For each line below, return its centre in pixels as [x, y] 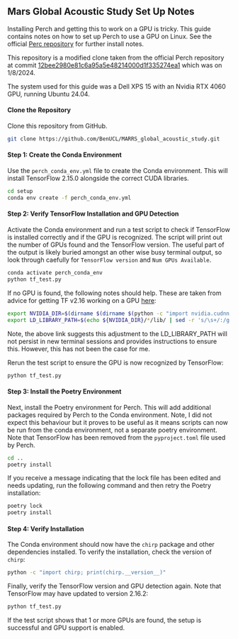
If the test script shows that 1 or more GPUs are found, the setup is [104, 621]
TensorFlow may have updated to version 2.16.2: [78, 594]
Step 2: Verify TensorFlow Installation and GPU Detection [93, 214]
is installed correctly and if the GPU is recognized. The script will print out [115, 238]
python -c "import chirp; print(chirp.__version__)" [87, 573]
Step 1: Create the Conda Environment [64, 155]
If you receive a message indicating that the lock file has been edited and [114, 478]
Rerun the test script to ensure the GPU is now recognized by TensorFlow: [115, 362]
